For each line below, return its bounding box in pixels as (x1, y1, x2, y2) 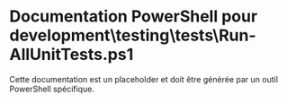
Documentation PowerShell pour (9, 6, 258, 27)
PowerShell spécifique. (9, 83, 94, 94)
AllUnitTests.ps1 (9, 45, 134, 64)
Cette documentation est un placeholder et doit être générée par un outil (9, 73, 279, 84)
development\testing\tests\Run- (9, 25, 256, 46)
